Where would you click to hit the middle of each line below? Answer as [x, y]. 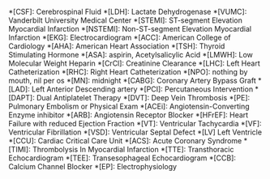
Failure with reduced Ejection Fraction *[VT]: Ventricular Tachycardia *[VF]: [135, 124]
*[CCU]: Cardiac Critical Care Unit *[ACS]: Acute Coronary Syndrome [125, 141]
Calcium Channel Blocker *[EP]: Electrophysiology [92, 166]
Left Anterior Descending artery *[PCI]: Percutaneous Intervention [142, 89]
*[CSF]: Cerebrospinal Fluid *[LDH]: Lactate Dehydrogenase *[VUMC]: [128, 12]
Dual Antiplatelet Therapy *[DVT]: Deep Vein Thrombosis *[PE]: [143, 98]
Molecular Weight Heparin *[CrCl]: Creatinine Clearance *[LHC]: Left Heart [135, 63]
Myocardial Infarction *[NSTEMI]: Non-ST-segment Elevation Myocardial [130, 29]
